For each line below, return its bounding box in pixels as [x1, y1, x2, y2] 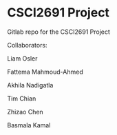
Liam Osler [7, 54, 38, 63]
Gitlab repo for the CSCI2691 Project [7, 28, 110, 36]
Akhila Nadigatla [7, 81, 54, 89]
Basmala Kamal [7, 121, 51, 129]
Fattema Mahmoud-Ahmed [7, 67, 84, 76]
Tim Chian [7, 94, 36, 103]
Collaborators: [7, 41, 47, 49]
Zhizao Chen [7, 107, 43, 116]
